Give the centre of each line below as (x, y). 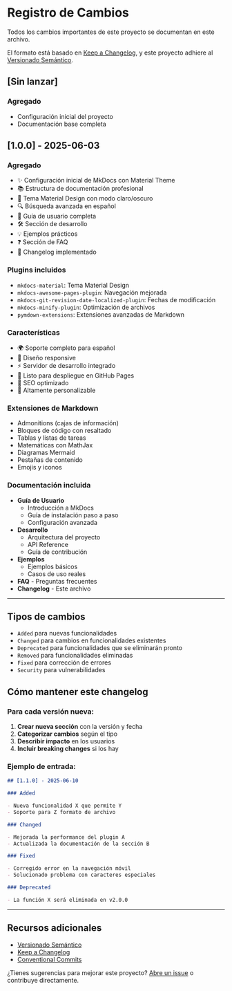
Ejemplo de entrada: (41, 766)
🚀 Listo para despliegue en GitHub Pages (76, 376)
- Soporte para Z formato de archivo (61, 812)
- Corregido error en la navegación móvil (69, 869)
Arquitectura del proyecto (64, 537)
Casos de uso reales (57, 574)
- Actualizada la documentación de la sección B (78, 844)
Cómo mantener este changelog (78, 692)
